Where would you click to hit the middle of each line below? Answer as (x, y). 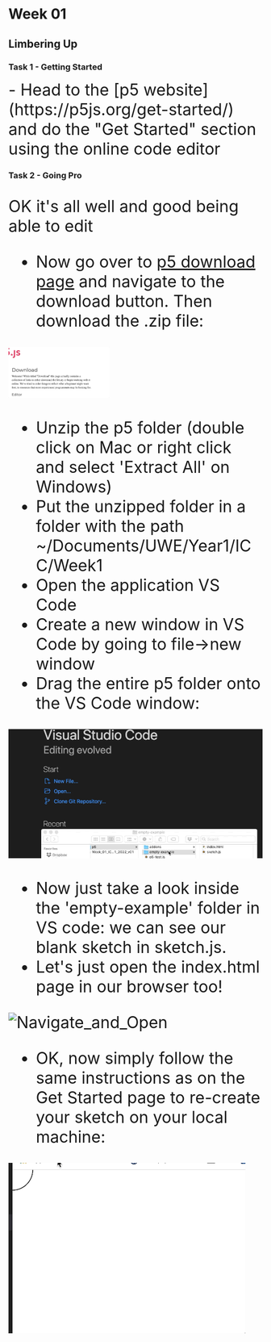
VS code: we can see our (131, 928)
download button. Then (124, 301)
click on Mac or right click (134, 448)
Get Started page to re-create (148, 1097)
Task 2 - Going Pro (45, 175)
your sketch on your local (132, 1118)
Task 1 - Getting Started (56, 67)
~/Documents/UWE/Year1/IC (144, 546)
